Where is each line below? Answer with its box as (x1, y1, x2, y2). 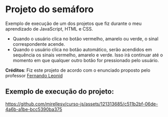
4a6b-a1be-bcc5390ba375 (5, 106, 62, 112)
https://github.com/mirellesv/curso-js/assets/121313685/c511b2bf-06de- (5, 101, 158, 107)
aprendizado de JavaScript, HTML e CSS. (5, 25, 93, 32)
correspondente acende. (12, 41, 66, 47)
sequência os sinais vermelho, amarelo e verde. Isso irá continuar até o (12, 52, 163, 58)
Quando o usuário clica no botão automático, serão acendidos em (12, 46, 152, 52)
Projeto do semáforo (5, 4, 94, 15)
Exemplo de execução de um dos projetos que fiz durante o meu (5, 20, 142, 26)
